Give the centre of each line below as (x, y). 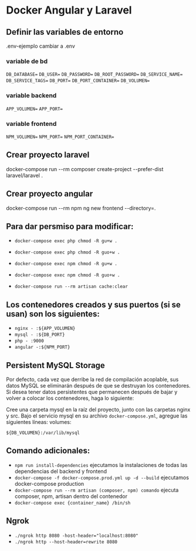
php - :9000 (29, 341)
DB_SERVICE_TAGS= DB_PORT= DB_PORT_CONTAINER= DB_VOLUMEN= (78, 81)
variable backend (31, 96)
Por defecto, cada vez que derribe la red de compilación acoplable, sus (92, 379)
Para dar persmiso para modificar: (70, 226)
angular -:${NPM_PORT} (42, 348)
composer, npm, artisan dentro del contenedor (71, 496)
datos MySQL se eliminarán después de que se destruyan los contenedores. (98, 385)
